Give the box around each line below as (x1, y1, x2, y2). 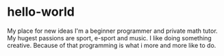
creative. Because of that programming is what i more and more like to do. (7, 41, 216, 49)
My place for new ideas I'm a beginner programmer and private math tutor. (7, 27, 218, 35)
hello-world (7, 4, 75, 20)
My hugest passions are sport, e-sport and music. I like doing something (7, 33, 212, 42)
